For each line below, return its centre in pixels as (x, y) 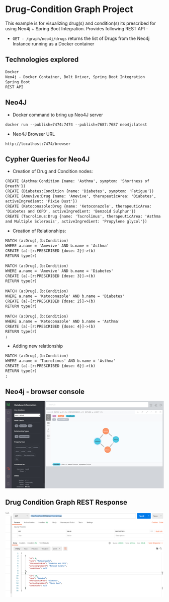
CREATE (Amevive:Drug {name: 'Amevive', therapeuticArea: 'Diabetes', (81, 196)
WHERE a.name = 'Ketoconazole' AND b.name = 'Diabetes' (65, 296)
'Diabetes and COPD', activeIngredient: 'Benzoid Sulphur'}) (71, 211)
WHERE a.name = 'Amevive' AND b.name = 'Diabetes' (59, 271)
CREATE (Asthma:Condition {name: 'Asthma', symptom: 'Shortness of (77, 181)
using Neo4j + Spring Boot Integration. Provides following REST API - (77, 28)
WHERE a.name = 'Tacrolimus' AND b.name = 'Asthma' (60, 361)
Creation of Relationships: (39, 231)
